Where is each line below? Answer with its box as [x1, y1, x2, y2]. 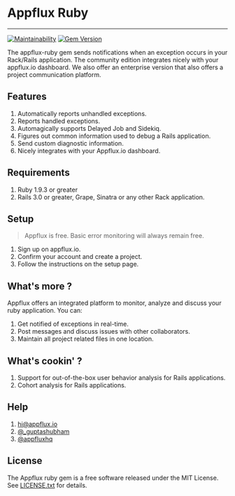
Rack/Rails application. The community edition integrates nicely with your [7, 55, 219, 64]
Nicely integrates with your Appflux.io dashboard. [17, 146, 161, 155]
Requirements [7, 166, 70, 179]
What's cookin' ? [7, 355, 83, 367]
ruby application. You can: [7, 306, 83, 315]
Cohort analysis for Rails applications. [17, 381, 127, 389]
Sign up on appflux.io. [17, 245, 81, 253]
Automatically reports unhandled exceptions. [17, 109, 147, 118]
